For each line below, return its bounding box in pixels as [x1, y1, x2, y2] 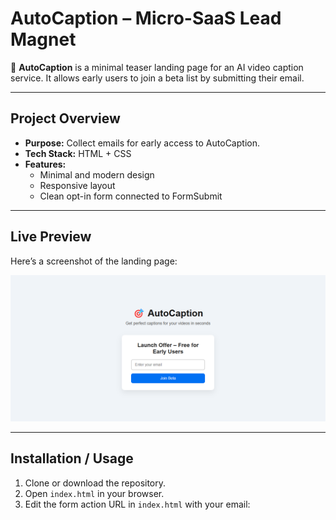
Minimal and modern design [39, 168, 155, 181]
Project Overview [10, 110, 121, 127]
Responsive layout [39, 179, 116, 191]
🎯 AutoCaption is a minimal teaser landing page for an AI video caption [10, 61, 304, 73]
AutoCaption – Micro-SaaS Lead [10, 7, 282, 30]
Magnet [10, 28, 77, 51]
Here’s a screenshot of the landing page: [10, 255, 178, 267]
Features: [24, 158, 67, 170]
